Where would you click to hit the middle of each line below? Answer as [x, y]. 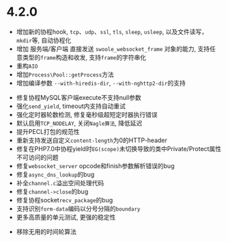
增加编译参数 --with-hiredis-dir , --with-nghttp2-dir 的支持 [101, 83]
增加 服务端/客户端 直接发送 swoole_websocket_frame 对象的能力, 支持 [113, 49]
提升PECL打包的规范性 [48, 131]
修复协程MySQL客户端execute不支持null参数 [79, 97]
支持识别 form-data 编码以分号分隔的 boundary [78, 209]
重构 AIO [27, 66]
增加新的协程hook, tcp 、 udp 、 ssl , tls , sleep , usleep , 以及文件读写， [112, 31]
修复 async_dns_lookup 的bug [55, 174]
